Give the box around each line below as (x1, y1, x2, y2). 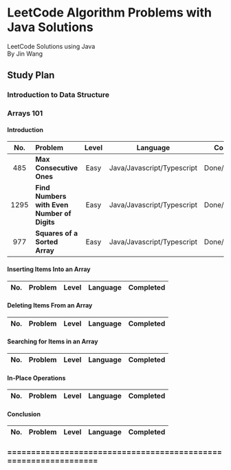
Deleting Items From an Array (7, 301, 93, 310)
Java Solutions (7, 19, 94, 35)
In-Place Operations (7, 374, 66, 382)
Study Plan (7, 70, 55, 81)
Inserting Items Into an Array (7, 265, 91, 273)
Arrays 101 (7, 109, 43, 118)
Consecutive (35, 163, 78, 173)
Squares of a (35, 228, 78, 238)
